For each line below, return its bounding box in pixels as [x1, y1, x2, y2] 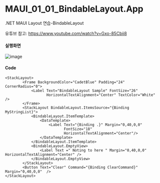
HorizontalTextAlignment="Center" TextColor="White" [46, 92, 156, 98]
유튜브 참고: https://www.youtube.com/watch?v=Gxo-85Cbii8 [5, 30, 127, 36]
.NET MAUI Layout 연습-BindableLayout [5, 20, 84, 26]
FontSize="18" [64, 127, 92, 132]
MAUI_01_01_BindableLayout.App [5, 3, 143, 15]
